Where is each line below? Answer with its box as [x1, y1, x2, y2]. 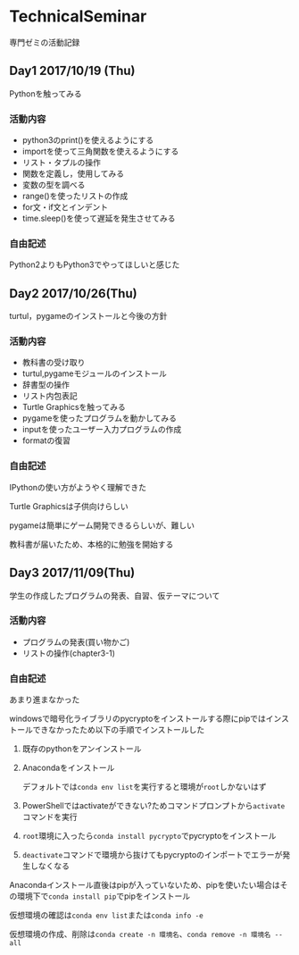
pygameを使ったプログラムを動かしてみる [21, 413, 177, 423]
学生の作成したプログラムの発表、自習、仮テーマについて [9, 590, 220, 600]
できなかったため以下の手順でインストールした [32, 725, 205, 735]
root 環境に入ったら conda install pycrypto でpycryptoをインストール [21, 831, 277, 842]
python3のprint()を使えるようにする [21, 135, 154, 146]
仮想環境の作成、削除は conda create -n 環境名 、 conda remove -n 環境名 [9, 929, 271, 940]
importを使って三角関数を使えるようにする [21, 146, 179, 157]
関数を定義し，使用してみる [21, 168, 125, 180]
